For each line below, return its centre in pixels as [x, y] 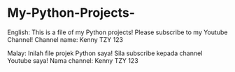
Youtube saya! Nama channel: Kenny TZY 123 [73, 60]
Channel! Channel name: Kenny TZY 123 [65, 39]
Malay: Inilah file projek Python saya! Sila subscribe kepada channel [105, 53]
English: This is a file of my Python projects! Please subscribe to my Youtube [117, 32]
